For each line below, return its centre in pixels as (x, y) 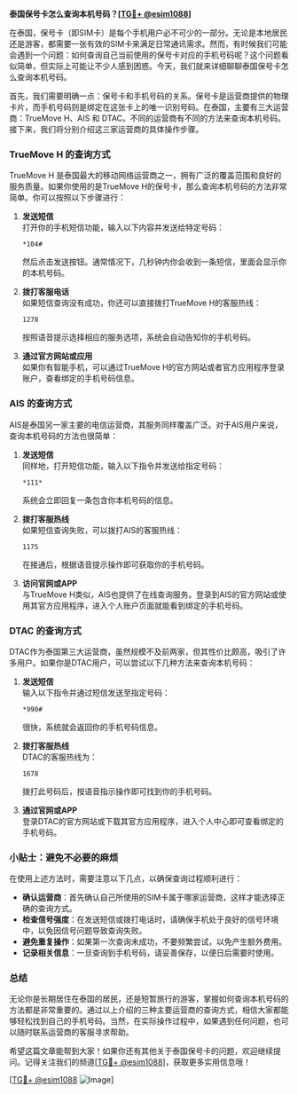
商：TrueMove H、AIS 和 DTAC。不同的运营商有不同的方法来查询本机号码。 (148, 118)
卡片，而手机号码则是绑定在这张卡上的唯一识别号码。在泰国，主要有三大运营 (149, 107)
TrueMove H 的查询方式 (60, 154)
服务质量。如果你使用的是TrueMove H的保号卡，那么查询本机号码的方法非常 (148, 186)
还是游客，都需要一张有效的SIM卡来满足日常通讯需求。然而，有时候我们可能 (149, 44)
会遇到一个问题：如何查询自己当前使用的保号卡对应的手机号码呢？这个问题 (145, 55)
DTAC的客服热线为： (59, 757)
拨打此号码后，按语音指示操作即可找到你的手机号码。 (119, 791)
